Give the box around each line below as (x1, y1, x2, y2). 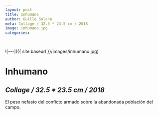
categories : (5, 30, 30, 35)
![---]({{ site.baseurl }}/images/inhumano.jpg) (5, 48, 99, 54)
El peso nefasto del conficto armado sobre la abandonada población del (5, 99, 153, 105)
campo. (5, 104, 21, 110)
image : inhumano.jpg (5, 26, 48, 31)
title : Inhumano (5, 12, 39, 17)
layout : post (5, 7, 32, 12)
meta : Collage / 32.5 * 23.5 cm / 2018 (5, 21, 88, 26)
